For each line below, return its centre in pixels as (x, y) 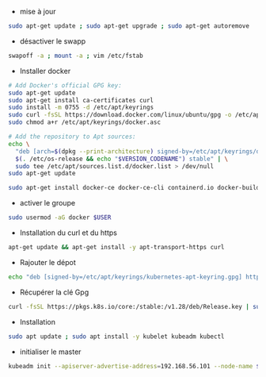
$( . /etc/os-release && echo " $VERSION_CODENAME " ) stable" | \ (122, 159)
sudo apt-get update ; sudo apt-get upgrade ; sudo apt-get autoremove (129, 26)
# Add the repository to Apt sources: (72, 137)
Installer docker (45, 71)
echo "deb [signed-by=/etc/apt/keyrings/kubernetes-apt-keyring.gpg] (125, 277)
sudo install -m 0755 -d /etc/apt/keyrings (81, 108)
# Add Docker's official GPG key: (65, 85)
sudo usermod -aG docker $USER (60, 217)
